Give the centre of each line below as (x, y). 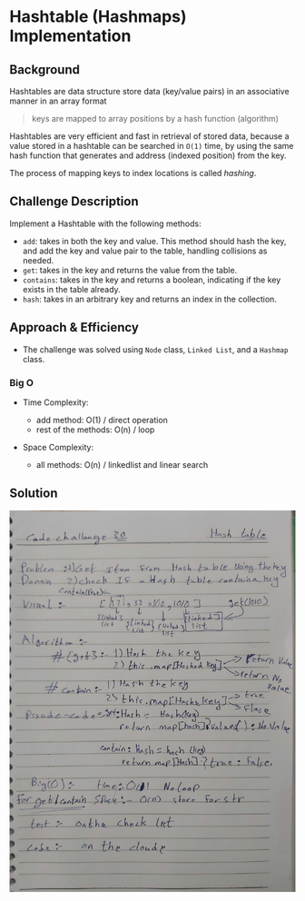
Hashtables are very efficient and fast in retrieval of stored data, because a (149, 136)
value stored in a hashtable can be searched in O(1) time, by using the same (152, 146)
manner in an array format (58, 101)
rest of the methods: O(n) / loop (95, 430)
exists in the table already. (71, 289)
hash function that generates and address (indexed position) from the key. (148, 155)
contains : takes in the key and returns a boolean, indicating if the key (152, 280)
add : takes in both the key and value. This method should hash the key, (154, 241)
